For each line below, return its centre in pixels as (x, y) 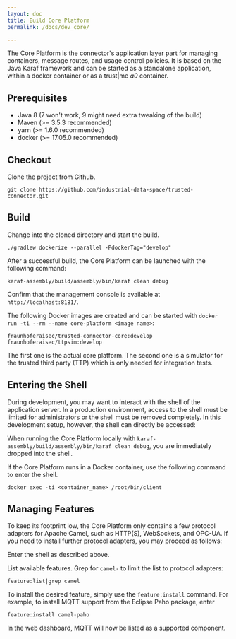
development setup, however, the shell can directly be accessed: (101, 424)
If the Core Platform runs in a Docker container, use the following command (117, 467)
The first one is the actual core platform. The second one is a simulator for (115, 355)
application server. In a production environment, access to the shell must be (117, 409)
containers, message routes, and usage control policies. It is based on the (114, 61)
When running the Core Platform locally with (72, 438)
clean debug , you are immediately (163, 445)
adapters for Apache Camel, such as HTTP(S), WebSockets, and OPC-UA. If (118, 534)
